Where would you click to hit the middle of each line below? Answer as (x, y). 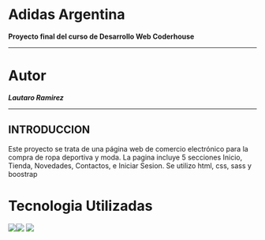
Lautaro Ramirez (36, 97)
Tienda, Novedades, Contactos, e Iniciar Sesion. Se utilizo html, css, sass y (130, 165)
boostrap (23, 174)
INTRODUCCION (49, 130)
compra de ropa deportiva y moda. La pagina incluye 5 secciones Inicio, (125, 157)
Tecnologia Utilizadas (80, 206)
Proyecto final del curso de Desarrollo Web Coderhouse (101, 36)
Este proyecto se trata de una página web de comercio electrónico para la (128, 148)
